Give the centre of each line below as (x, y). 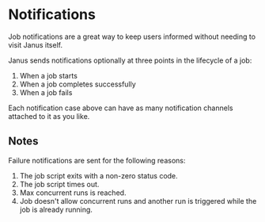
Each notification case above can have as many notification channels (121, 108)
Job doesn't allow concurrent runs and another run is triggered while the (138, 201)
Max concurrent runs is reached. (73, 193)
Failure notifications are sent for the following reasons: (97, 160)
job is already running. (56, 209)
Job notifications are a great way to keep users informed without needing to (132, 36)
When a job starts (48, 75)
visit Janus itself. (36, 44)
